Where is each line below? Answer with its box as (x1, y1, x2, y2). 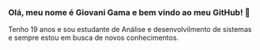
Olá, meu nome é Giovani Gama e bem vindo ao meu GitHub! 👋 (8, 7, 251, 18)
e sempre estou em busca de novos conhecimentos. (8, 33, 179, 42)
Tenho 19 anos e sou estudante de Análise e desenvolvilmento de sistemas (8, 25, 252, 34)
